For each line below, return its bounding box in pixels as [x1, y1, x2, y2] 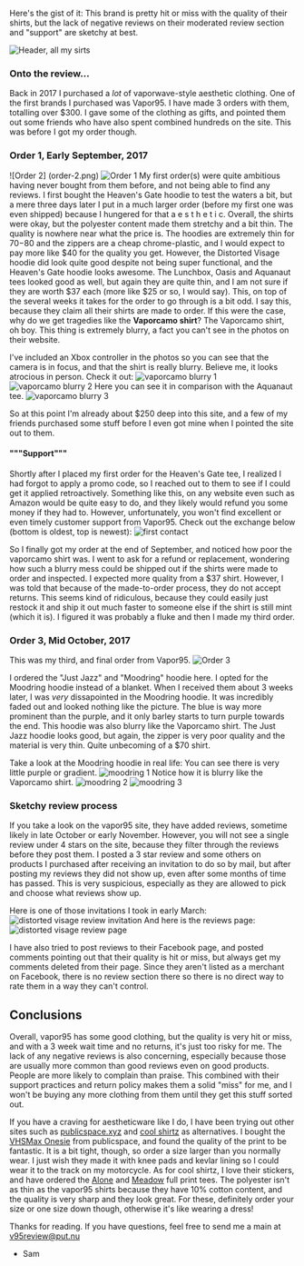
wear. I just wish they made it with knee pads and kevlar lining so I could [9, 1155, 279, 1166]
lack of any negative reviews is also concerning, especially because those [9, 1051, 287, 1062]
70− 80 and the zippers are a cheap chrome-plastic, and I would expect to [9, 237, 286, 248]
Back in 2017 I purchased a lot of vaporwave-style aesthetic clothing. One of [9, 88, 296, 99]
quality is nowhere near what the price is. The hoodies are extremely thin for [9, 227, 295, 239]
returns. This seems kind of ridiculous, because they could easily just [9, 592, 269, 603]
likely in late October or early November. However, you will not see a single [9, 830, 289, 841]
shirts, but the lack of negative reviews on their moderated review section [9, 17, 285, 28]
